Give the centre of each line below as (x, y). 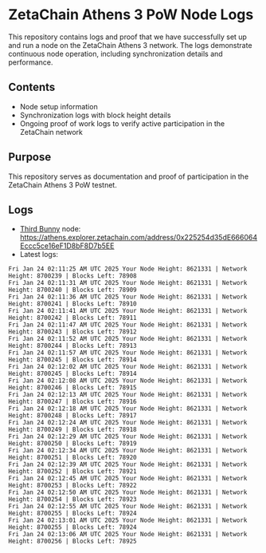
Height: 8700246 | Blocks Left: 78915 (72, 388)
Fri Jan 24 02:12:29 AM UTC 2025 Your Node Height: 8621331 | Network (128, 436)
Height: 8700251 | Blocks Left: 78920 (72, 458)
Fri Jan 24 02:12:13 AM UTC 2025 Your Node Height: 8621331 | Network (128, 395)
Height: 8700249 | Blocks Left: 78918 (72, 430)
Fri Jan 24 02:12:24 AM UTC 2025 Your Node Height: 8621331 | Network (128, 423)
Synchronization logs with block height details (95, 115)
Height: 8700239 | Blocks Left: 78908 (72, 276)
